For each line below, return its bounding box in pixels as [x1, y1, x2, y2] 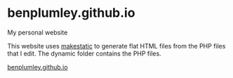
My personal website [7, 28, 68, 37]
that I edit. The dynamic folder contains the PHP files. [7, 49, 161, 58]
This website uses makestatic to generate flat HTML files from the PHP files [7, 41, 226, 50]
